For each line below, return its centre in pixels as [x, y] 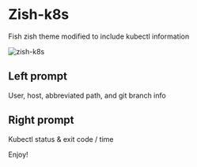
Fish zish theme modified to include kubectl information [99, 36]
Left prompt [38, 76]
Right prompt [41, 120]
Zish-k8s [39, 15]
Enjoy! [19, 154]
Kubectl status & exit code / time [61, 139]
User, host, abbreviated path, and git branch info [87, 95]
